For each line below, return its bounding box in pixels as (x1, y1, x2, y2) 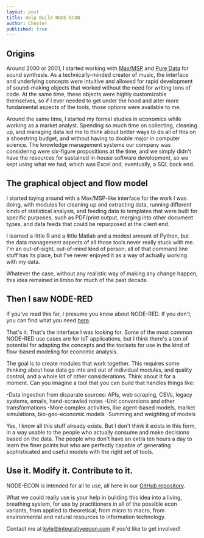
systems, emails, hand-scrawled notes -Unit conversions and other (6, 397, 175, 405)
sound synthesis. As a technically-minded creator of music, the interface (6, 71, 189, 79)
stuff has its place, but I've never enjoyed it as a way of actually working (6, 251, 188, 259)
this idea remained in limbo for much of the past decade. (6, 276, 149, 283)
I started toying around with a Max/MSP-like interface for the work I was (6, 194, 187, 202)
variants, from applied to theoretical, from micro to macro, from (6, 506, 165, 514)
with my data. (6, 258, 41, 265)
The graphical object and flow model (6, 178, 148, 189)
